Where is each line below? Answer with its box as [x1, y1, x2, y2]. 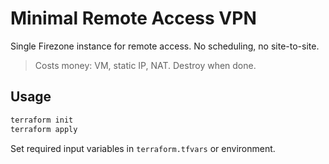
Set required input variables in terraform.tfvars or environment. [10, 142, 276, 154]
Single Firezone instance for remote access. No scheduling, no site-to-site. [10, 40, 320, 52]
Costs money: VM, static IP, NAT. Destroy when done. [34, 59, 257, 71]
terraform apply [10, 124, 78, 134]
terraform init [10, 115, 74, 125]
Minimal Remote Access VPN [10, 7, 257, 30]
